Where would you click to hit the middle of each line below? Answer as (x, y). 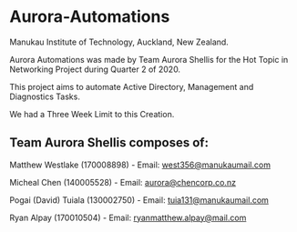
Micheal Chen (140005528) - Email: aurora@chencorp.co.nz (123, 182)
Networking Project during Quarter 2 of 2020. (95, 69)
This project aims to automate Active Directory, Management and (132, 86)
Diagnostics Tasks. (45, 96)
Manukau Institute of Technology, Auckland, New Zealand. (119, 42)
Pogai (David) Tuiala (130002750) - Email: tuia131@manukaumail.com (139, 200)
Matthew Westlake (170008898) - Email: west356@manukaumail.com (140, 165)
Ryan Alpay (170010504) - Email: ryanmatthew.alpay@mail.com (128, 217)
